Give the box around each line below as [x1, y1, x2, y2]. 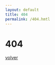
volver [5, 54, 18, 60]
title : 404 [5, 12, 28, 17]
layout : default [5, 7, 39, 12]
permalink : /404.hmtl [5, 16, 50, 21]
